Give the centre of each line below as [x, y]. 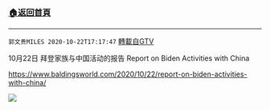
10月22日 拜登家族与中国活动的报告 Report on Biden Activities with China [129, 58]
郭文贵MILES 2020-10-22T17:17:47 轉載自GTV [81, 41]
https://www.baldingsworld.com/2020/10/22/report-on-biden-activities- [128, 74]
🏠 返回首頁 [30, 12]
